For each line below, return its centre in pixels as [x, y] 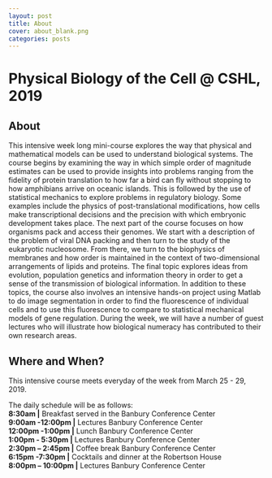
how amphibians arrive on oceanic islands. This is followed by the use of [130, 189]
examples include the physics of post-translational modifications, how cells [134, 206]
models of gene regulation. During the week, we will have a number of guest [136, 319]
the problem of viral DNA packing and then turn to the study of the [119, 241]
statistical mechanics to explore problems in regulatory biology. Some [125, 198]
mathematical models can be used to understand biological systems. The [131, 154]
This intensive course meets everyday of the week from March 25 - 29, [127, 381]
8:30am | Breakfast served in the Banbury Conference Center [112, 414]
